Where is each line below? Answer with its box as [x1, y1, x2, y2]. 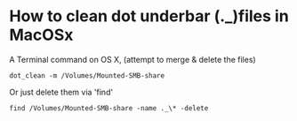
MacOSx [9, 25, 74, 45]
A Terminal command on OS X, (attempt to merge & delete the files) [9, 54, 256, 64]
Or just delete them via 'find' [9, 87, 114, 97]
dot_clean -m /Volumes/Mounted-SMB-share [9, 71, 165, 80]
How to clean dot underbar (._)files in [9, 6, 289, 26]
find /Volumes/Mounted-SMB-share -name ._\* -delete [9, 103, 209, 112]
